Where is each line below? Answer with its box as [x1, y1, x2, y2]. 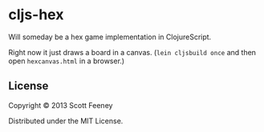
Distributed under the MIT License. [8, 116, 124, 126]
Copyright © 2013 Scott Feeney [8, 100, 113, 110]
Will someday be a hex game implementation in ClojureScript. [8, 32, 212, 42]
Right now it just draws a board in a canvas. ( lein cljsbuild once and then [8, 47, 257, 57]
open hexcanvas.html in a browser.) [8, 56, 125, 66]
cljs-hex [8, 6, 64, 24]
